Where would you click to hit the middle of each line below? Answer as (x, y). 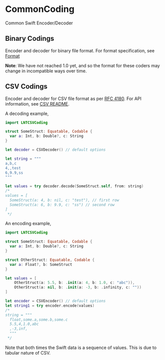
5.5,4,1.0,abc (24, 324)
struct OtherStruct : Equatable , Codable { (50, 260)
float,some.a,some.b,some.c (39, 320)
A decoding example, (27, 114)
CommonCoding (40, 9)
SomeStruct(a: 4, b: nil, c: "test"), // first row (65, 200)
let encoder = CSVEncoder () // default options (56, 301)
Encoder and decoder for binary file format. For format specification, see (80, 50)
